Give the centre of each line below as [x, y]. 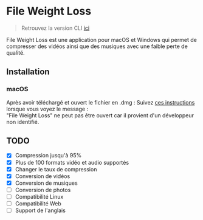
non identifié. [23, 122]
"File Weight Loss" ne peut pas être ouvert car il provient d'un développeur [100, 115]
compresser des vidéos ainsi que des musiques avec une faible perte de [97, 46]
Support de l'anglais [40, 210]
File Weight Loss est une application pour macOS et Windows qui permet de [102, 40]
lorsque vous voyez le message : [47, 109]
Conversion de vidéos [43, 176]
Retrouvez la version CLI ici [55, 28]
